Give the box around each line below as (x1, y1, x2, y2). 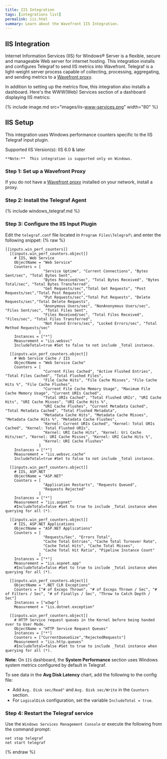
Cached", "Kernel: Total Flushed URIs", (5, 426, 91, 431)
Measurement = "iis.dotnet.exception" (14, 604, 95, 609)
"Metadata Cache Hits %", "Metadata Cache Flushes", (5, 417, 117, 422)
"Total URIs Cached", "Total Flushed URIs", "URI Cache (43, 395, 162, 400)
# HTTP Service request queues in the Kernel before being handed (14, 617, 155, 622)
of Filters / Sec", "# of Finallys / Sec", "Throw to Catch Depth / (5, 591, 151, 596)
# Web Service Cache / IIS (14, 356, 70, 361)
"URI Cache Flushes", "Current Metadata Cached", (43, 404, 149, 409)
